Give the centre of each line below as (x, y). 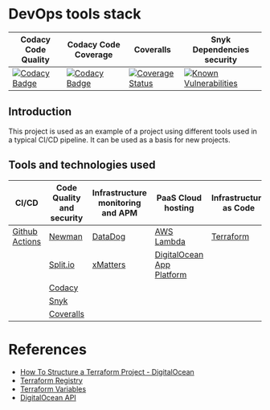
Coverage (94, 55)
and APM (120, 212)
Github (25, 232)
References (47, 349)
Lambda (170, 241)
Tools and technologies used (82, 165)
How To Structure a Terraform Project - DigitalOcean (107, 371)
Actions (27, 241)
